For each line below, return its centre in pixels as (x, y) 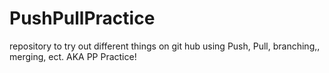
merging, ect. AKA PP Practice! (73, 56)
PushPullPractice (82, 18)
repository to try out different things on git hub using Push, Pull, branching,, (165, 46)
